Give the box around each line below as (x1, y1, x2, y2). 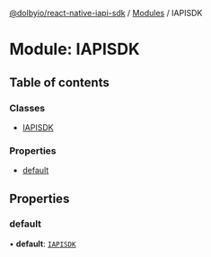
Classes (9, 102, 46, 114)
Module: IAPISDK (9, 40, 141, 59)
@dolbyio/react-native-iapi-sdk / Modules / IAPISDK (9, 8, 203, 18)
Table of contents (9, 75, 110, 90)
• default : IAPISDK (9, 238, 76, 249)
